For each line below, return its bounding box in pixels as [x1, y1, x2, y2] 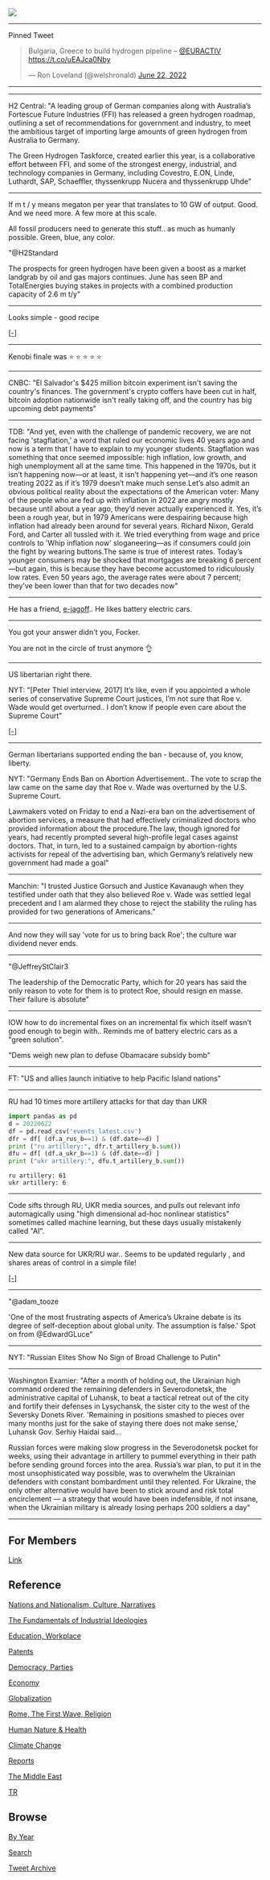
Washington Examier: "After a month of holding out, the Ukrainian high [8, 1376, 241, 1385]
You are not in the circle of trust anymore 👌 [8, 644, 153, 653]
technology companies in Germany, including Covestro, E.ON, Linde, [8, 168, 235, 177]
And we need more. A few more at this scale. [8, 209, 157, 218]
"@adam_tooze [8, 1297, 59, 1306]
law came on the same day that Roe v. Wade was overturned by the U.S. [8, 782, 247, 792]
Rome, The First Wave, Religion [8, 1708, 112, 1719]
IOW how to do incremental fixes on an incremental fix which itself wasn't [8, 1018, 252, 1027]
